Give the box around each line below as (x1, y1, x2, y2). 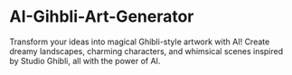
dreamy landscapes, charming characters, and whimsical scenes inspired (9, 45, 284, 56)
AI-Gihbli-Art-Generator (9, 6, 194, 27)
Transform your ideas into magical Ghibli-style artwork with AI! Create (9, 36, 270, 47)
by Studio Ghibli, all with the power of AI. (9, 55, 161, 66)
